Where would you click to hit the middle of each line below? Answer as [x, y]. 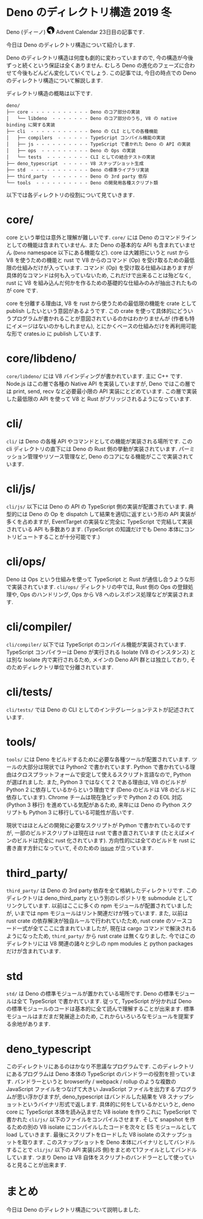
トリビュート [22, 537]
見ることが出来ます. [42, 1165]
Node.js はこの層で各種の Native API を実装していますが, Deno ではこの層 [98, 383]
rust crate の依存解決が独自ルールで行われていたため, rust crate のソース [97, 921]
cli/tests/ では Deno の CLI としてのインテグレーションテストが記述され [98, 710]
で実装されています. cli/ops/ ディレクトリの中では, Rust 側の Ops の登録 [97, 586]
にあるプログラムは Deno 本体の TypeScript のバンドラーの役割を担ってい [98, 1074]
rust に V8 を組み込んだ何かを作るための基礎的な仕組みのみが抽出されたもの [102, 283]
